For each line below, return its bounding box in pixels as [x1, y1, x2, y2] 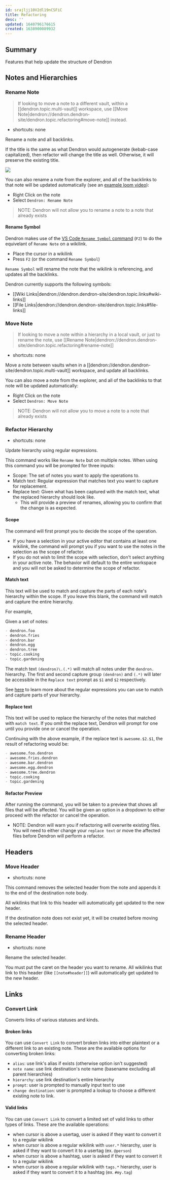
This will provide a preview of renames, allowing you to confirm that [20, 499, 162, 505]
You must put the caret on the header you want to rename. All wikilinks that [5, 964, 162, 970]
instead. [110, 117, 127, 123]
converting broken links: [5, 1051, 56, 1057]
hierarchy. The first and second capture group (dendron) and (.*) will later [5, 671, 161, 677]
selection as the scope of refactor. [12, 548, 85, 555]
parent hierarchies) [12, 1071, 53, 1077]
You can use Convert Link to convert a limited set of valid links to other [5, 1116, 154, 1122]
